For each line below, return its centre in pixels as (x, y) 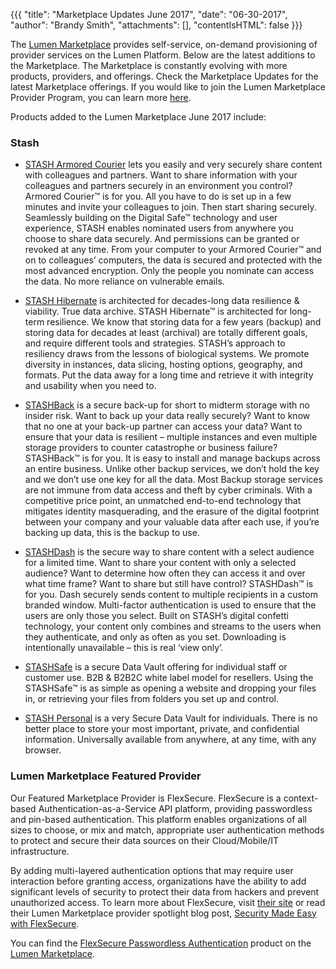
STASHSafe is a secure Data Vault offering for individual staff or (156, 667)
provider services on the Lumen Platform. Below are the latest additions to (163, 55)
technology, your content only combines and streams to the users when (173, 626)
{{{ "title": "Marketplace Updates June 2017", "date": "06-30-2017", (149, 14)
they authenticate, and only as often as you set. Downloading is (155, 637)
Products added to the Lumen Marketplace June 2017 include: (138, 117)
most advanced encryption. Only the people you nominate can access (169, 271)
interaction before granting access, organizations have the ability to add (158, 881)
